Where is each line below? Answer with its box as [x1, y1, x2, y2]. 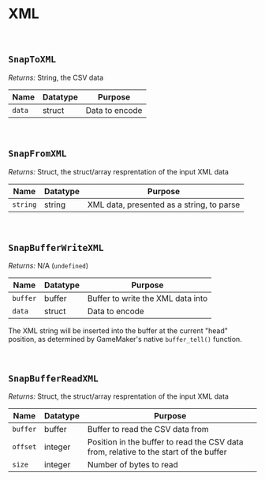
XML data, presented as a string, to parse [87, 199, 241, 210]
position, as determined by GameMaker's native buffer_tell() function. [8, 335, 242, 344]
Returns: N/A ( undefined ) [8, 261, 89, 271]
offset [12, 443, 37, 452]
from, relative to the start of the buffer [87, 447, 227, 458]
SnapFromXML [8, 148, 67, 159]
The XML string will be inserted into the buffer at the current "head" [8, 326, 229, 336]
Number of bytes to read [87, 459, 179, 471]
